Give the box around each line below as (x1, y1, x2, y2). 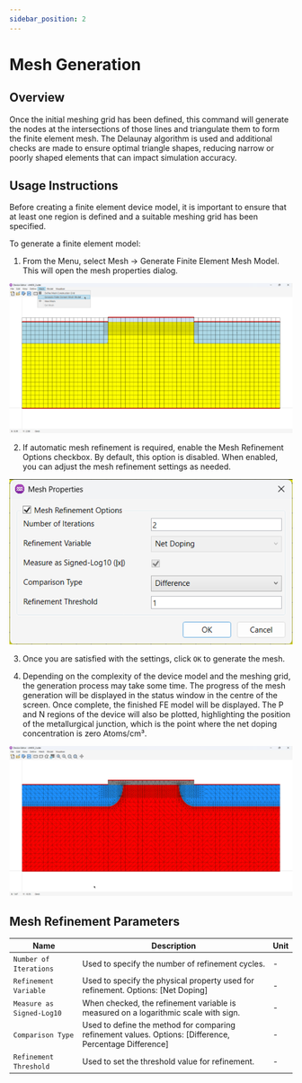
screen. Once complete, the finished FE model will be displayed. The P (22, 699, 284, 710)
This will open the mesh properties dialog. (22, 265, 178, 276)
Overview (9, 90, 66, 105)
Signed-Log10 (13, 1008, 62, 1017)
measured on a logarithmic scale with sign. (82, 1007, 241, 1017)
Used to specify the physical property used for (82, 975, 254, 986)
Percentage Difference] (82, 1038, 169, 1049)
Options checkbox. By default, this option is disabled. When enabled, (22, 452, 279, 463)
